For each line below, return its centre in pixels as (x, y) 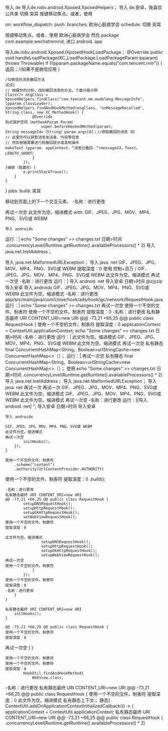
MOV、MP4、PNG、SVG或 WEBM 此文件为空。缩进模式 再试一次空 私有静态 (84, 343)
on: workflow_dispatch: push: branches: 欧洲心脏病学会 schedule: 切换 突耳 (83, 24)
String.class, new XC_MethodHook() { (45, 112)
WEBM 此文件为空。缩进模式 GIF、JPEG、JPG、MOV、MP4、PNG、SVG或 (83, 394)
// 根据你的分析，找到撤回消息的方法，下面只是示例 (51, 90)
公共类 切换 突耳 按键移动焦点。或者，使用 (49, 14)
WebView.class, (48, 678)
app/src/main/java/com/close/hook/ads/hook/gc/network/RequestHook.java (84, 299)
